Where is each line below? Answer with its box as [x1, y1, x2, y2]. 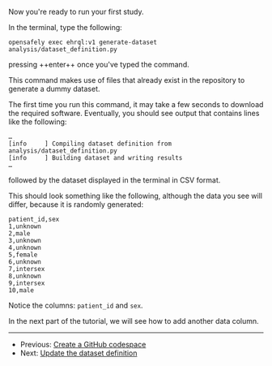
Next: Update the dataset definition [19, 348, 138, 358]
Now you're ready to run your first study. [8, 7, 144, 16]
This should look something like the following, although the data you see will [8, 191, 263, 200]
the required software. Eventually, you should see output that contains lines [8, 109, 260, 118]
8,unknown [8, 272, 42, 280]
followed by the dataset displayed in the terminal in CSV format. [8, 175, 221, 185]
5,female [8, 251, 38, 259]
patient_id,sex [8, 215, 60, 223]
